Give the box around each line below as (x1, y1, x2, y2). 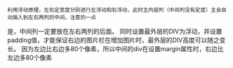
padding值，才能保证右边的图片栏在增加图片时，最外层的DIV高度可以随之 (7, 36, 220, 44)
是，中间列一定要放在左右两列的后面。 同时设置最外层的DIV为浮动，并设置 (7, 27, 222, 35)
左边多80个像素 (7, 53, 53, 62)
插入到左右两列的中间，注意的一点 (12, 14, 97, 21)
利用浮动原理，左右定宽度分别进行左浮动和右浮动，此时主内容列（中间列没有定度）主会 (7, 6, 222, 13)
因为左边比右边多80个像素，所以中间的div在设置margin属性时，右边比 (20, 45, 224, 53)
